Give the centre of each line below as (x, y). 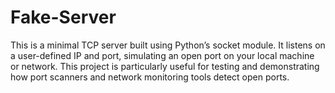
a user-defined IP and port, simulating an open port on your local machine (162, 55)
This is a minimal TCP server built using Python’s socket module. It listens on (168, 45)
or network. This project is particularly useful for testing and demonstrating (165, 66)
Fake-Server (63, 17)
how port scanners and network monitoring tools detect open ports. (150, 77)
